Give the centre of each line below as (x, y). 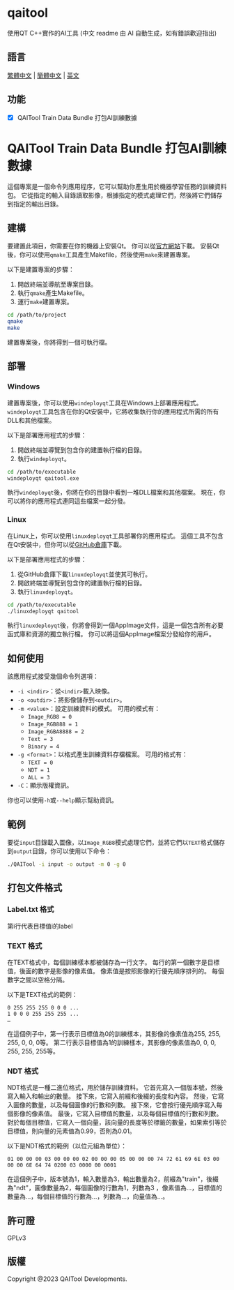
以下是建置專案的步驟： (41, 269)
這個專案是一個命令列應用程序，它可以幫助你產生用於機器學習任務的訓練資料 (117, 186)
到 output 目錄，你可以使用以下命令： (59, 851)
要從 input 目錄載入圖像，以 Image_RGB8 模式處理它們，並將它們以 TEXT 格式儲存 (116, 843)
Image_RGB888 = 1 (53, 725)
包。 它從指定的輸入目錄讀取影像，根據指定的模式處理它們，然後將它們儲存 (115, 195)
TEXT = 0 (40, 763)
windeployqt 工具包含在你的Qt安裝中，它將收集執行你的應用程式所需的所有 (113, 411)
